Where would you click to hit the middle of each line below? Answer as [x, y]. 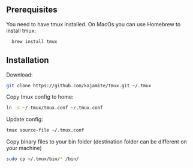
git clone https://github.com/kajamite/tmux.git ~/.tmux [79, 85]
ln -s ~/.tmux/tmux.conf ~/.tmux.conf [55, 108]
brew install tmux [35, 41]
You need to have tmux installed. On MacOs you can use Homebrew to [94, 24]
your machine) [24, 148]
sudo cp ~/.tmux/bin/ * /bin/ [43, 159]
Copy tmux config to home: [40, 97]
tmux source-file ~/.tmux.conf [45, 130]
